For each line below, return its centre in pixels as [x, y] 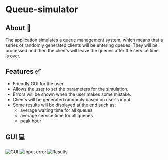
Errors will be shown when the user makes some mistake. [72, 94]
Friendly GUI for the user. [38, 83]
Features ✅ [23, 71]
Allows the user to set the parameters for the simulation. [70, 89]
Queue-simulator [42, 9]
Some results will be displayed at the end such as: [64, 105]
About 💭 [18, 28]
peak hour [31, 121]
